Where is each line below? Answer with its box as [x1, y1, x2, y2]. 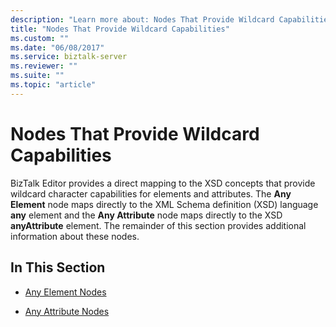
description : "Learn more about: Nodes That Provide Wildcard [10, 14, 275, 25]
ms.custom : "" [10, 33, 70, 43]
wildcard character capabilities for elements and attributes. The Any [10, 187, 292, 200]
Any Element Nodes [24, 286, 107, 298]
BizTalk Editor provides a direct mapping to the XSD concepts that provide [10, 177, 316, 189]
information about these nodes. [10, 230, 140, 242]
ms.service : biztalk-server [10, 52, 128, 62]
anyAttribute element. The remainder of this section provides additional [10, 219, 307, 231]
